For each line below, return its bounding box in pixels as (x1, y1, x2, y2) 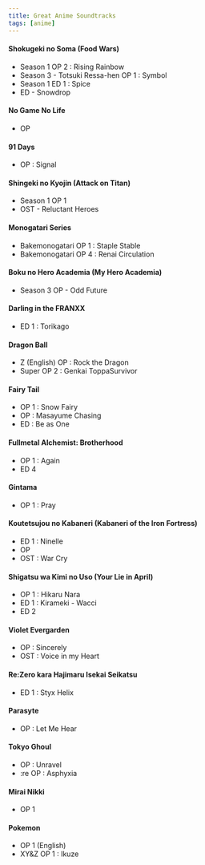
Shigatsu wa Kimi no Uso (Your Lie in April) (8, 572, 154, 581)
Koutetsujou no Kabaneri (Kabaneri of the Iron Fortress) (8, 519, 198, 528)
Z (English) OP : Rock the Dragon (19, 358, 130, 367)
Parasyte (8, 706, 39, 716)
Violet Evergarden (8, 624, 70, 634)
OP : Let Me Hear (19, 723, 78, 734)
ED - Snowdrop (19, 87, 70, 97)
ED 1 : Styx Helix (19, 687, 74, 697)
